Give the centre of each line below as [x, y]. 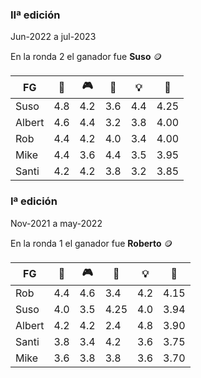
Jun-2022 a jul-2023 [53, 37]
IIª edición [35, 15]
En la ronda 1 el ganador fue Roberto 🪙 [91, 243]
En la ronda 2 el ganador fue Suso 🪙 [86, 57]
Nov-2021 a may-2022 [56, 223]
